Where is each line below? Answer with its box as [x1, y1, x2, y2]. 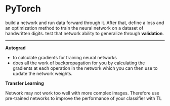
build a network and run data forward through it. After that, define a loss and [5, 20, 164, 26]
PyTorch [5, 3, 41, 15]
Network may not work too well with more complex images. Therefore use [5, 90, 159, 96]
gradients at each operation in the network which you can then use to [12, 65, 158, 71]
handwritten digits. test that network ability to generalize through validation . [5, 30, 164, 36]
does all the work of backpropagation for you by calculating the [12, 60, 145, 66]
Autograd [5, 45, 26, 51]
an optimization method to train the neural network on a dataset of [5, 25, 144, 31]
